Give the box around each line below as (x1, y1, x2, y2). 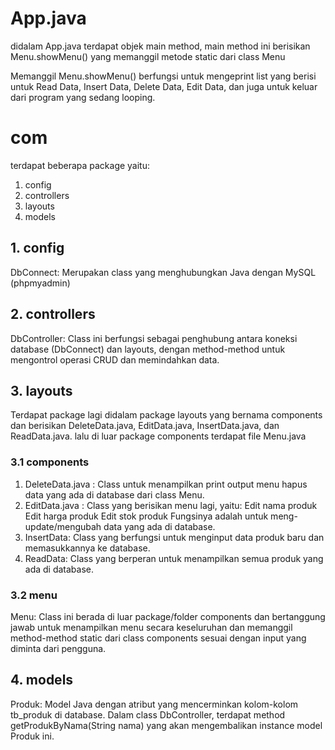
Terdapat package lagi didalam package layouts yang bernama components (10, 409, 323, 421)
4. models (10, 672, 74, 689)
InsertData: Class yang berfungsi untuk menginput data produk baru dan (24, 531, 325, 543)
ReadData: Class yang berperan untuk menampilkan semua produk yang (24, 552, 324, 564)
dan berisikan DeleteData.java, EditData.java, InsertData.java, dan (10, 420, 280, 432)
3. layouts (10, 382, 73, 399)
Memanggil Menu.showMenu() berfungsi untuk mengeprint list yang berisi (10, 70, 317, 82)
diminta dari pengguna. (10, 642, 107, 654)
